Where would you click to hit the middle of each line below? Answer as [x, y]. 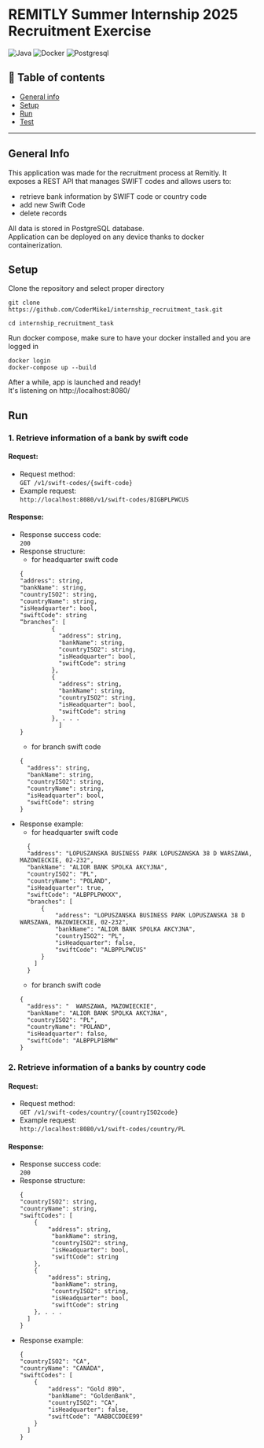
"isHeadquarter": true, [66, 888]
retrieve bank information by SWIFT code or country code [113, 196]
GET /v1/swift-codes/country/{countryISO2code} [99, 1113]
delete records [43, 213]
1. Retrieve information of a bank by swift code [98, 438]
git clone [24, 303]
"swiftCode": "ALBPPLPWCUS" [101, 950]
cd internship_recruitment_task [61, 324]
